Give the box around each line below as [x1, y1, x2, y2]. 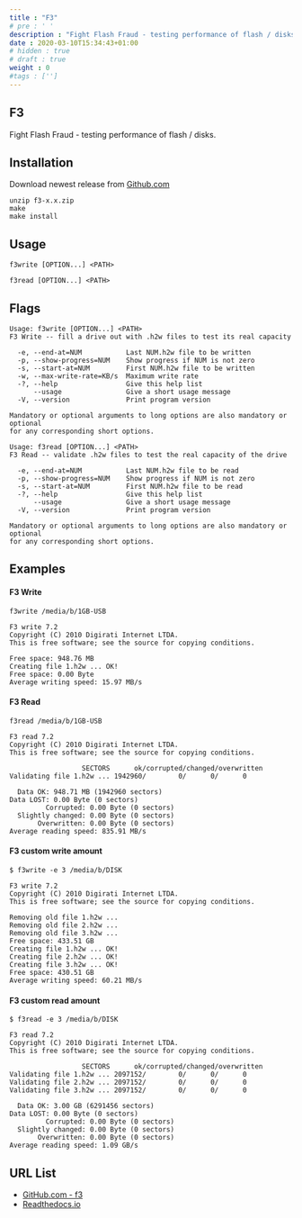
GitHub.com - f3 [22, 1189, 84, 1200]
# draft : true [9, 55, 67, 64]
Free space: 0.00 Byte [9, 670, 94, 679]
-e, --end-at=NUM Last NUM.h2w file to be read [17, 466, 240, 475]
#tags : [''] [9, 72, 58, 81]
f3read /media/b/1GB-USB [9, 717, 102, 726]
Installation [9, 155, 74, 170]
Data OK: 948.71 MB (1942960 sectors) [17, 787, 164, 797]
